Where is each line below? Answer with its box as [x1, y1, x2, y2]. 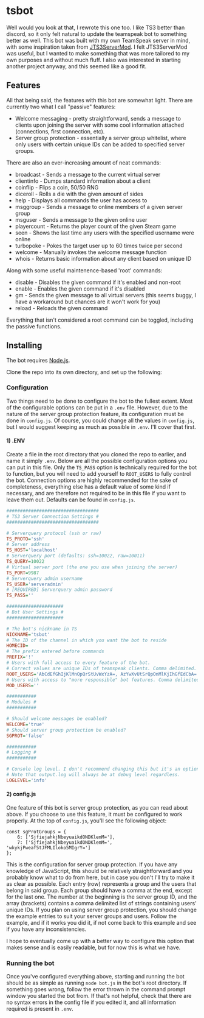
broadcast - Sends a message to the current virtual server [15, 171, 161, 178]
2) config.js [6, 790, 36, 798]
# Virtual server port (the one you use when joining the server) [6, 564, 178, 570]
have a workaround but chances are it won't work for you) [15, 298, 161, 305]
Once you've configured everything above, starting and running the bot [6, 973, 185, 980]
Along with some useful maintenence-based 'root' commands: [6, 266, 163, 274]
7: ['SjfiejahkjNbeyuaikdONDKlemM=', [17, 839, 113, 846]
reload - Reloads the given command [15, 304, 108, 311]
